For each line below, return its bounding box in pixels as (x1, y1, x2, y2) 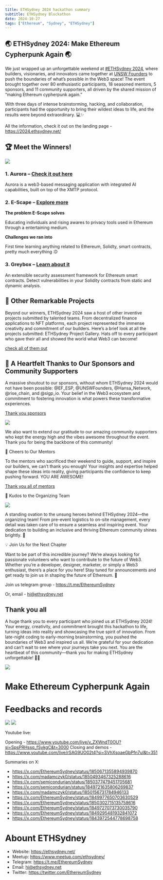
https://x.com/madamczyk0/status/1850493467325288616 (12, 774, 131, 780)
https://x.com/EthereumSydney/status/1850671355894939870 (12, 768, 138, 774)
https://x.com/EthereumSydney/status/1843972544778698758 (12, 815, 139, 821)
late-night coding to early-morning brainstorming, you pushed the (5, 634, 137, 640)
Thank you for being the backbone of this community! (5, 439, 113, 445)
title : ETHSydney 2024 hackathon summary (5, 7, 91, 12)
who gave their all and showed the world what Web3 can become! (5, 336, 138, 341)
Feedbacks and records (5, 703, 102, 715)
